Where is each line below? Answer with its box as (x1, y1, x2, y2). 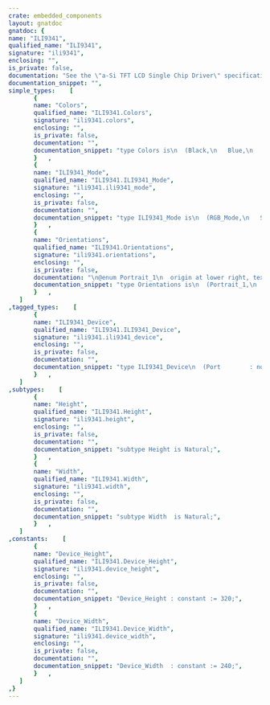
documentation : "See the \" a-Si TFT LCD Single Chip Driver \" (8, 72, 221, 80)
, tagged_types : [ (8, 303, 78, 311)
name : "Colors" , (33, 101, 88, 109)
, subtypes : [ (8, 385, 63, 394)
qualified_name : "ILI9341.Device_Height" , (33, 557, 178, 565)
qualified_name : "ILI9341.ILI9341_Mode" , (33, 176, 174, 185)
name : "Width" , (33, 468, 84, 476)
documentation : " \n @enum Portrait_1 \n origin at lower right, (33, 273, 250, 281)
